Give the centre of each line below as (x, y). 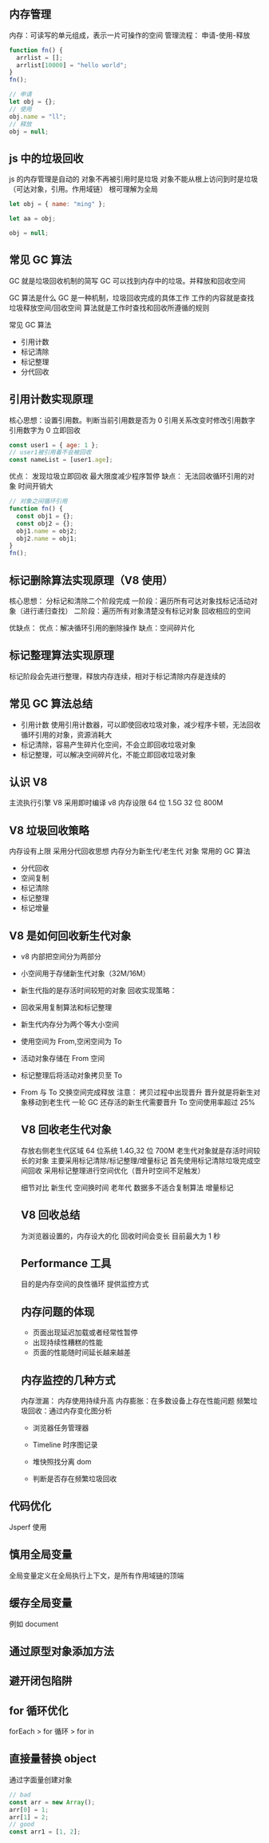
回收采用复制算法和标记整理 (66, 1007)
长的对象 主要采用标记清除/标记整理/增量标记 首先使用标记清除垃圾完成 (137, 1160)
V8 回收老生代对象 (66, 1130)
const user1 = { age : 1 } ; (54, 445)
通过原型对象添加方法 (61, 1651)
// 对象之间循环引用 (38, 502)
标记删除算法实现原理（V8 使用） (91, 580)
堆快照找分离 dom (62, 1462)
